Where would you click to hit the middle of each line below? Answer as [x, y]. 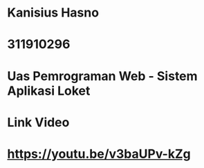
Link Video [38, 122]
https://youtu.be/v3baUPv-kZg [99, 154]
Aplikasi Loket [49, 91]
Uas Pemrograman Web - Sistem [103, 76]
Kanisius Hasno [53, 13]
